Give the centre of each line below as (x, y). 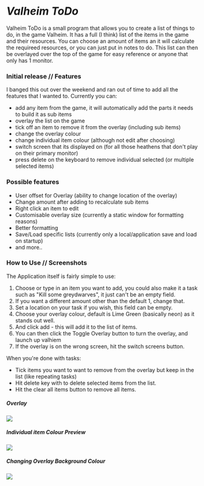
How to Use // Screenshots (47, 263)
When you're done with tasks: (44, 358)
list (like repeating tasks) (46, 376)
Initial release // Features (44, 76)
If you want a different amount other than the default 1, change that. (100, 301)
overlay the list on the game (50, 121)
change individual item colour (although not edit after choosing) (95, 140)
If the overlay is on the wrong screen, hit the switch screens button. (100, 346)
